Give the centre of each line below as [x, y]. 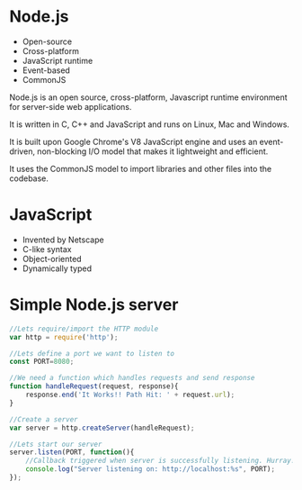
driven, [22, 151]
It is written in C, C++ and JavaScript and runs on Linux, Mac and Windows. [150, 124]
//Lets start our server [56, 444]
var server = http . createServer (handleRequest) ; [102, 428]
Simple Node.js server [94, 305]
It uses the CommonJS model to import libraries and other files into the [141, 168]
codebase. [29, 178]
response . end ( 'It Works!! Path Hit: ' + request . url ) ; [130, 395]
